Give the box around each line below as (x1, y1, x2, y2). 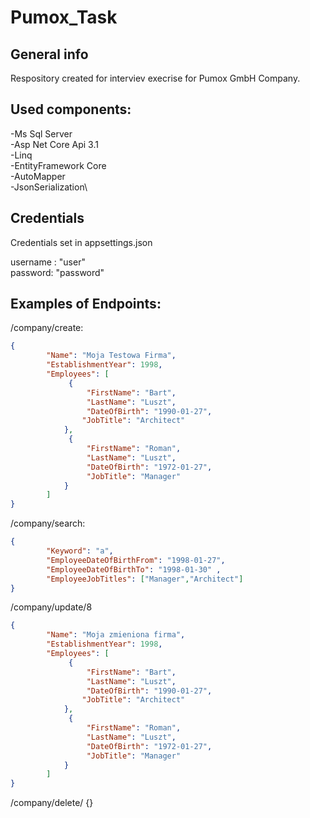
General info (10, 46, 89, 63)
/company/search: (10, 517, 86, 530)
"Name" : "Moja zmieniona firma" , (46, 630, 186, 640)
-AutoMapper (10, 170, 66, 182)
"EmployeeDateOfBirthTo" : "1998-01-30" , (46, 564, 222, 575)
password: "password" (10, 266, 105, 278)
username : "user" (10, 256, 86, 268)
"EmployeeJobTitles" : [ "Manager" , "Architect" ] (46, 574, 244, 584)
